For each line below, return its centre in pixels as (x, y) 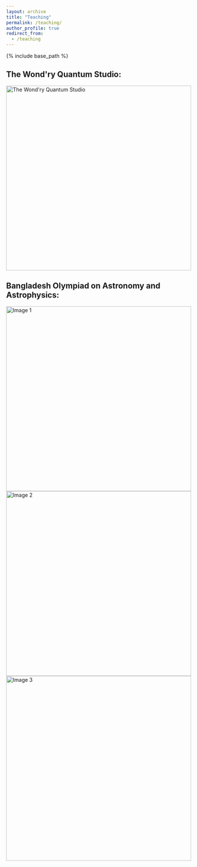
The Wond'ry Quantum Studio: (64, 75)
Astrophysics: (33, 295)
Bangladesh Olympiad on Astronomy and (83, 286)
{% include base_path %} (37, 56)
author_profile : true (33, 28)
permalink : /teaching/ (34, 22)
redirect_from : (25, 34)
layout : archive (26, 12)
